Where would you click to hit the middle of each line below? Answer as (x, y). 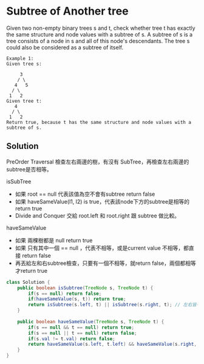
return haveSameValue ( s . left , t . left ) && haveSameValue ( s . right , (113, 345)
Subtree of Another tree (67, 11)
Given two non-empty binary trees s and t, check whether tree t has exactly (101, 28)
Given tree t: (24, 101)
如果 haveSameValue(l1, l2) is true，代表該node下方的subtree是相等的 (102, 201)
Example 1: (20, 58)
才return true (31, 270)
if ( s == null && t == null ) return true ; (81, 327)
